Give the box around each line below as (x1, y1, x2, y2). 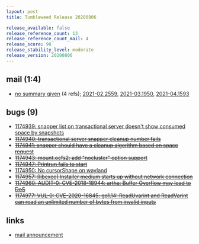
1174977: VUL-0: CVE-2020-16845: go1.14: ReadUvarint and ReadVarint (14, 192, 188, 199)
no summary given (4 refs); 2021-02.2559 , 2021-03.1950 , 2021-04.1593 (14, 90, 190, 97)
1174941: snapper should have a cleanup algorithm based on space (14, 142, 179, 149)
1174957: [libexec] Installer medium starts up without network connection (14, 173, 193, 181)
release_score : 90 (6, 41, 52, 47)
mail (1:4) (6, 75, 41, 85)
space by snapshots (14, 129, 64, 136)
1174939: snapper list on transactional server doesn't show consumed (14, 123, 185, 130)
